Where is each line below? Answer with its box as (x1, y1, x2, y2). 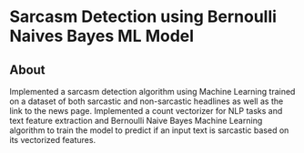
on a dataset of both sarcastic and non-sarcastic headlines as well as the (9, 96, 284, 107)
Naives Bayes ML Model (9, 25, 194, 46)
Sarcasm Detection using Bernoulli (9, 6, 278, 27)
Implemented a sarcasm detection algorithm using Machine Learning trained (9, 87, 296, 97)
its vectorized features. (9, 135, 96, 145)
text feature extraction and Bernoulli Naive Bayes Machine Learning (9, 116, 263, 126)
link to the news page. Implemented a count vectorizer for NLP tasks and (9, 106, 283, 116)
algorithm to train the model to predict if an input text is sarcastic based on (9, 125, 289, 136)
